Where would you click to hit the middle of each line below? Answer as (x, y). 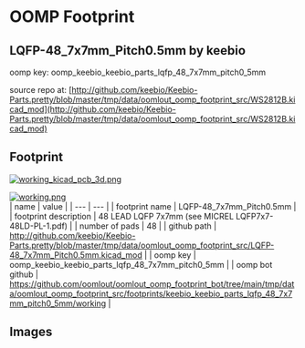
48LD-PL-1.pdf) (39, 226)
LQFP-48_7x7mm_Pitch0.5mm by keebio (128, 51)
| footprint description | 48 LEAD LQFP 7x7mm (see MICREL (122, 216)
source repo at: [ (41, 90)
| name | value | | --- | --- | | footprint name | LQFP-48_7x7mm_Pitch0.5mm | (153, 206)
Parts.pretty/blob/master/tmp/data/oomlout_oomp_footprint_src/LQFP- (142, 245)
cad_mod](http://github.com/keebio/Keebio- (93, 109)
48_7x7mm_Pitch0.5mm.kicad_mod (76, 255)
